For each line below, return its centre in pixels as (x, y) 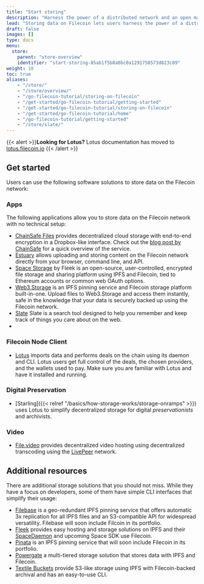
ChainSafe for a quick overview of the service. (73, 249)
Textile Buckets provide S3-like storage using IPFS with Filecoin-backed (105, 568)
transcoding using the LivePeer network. (66, 452)
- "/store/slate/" (40, 125)
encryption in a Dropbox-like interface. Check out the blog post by (98, 242)
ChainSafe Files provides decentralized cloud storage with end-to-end (103, 236)
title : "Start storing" (36, 12)
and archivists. (33, 416)
